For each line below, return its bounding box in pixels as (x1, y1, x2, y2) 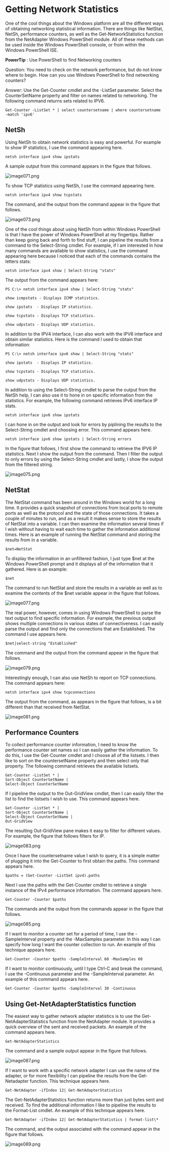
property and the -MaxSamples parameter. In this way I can (37, 936, 161, 942)
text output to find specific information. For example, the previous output (5, 615, 156, 621)
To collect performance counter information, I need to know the (5, 742, 137, 748)
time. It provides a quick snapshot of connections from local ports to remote (5, 505, 163, 511)
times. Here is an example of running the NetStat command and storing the (5, 531, 161, 537)
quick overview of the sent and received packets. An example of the (5, 1024, 147, 1030)
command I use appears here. (5, 631, 67, 637)
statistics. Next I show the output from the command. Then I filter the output (5, 451, 163, 457)
